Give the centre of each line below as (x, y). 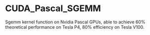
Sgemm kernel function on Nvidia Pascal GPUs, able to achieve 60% (75, 22)
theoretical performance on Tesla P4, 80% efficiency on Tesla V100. (75, 27)
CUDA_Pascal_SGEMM (53, 9)
